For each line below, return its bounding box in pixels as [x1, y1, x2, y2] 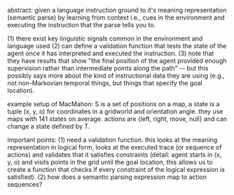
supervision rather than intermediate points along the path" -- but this [7, 64, 209, 72]
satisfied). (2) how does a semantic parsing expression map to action [7, 173, 207, 181]
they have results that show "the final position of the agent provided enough [7, 57, 227, 65]
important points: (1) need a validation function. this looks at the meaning [7, 136, 218, 144]
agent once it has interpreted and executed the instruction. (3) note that [7, 49, 214, 57]
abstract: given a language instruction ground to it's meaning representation [7, 6, 227, 14]
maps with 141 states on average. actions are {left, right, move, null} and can [7, 115, 228, 123]
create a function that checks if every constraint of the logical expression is [7, 166, 226, 173]
